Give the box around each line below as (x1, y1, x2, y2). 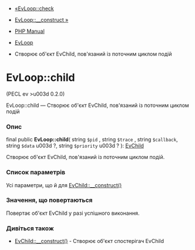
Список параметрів (6, 168, 66, 177)
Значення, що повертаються (6, 196, 93, 204)
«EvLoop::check (14, 5, 54, 12)
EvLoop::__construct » (14, 16, 69, 23)
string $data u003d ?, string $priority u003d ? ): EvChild (6, 142, 144, 149)
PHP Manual (14, 28, 45, 35)
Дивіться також (6, 224, 54, 232)
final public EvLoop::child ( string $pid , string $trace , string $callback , (6, 136, 178, 143)
